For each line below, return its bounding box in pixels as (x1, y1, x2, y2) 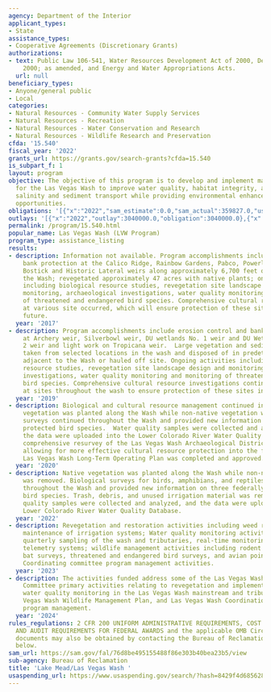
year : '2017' (15, 319, 60, 327)
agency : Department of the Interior (8, 11, 131, 20)
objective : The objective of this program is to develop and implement (8, 177, 254, 186)
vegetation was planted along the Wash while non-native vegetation (23, 409, 258, 418)
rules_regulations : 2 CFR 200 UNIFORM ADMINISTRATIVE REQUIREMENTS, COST (8, 619, 262, 627)
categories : (8, 102, 48, 110)
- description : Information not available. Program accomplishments (8, 252, 244, 260)
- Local (8, 94, 35, 102)
